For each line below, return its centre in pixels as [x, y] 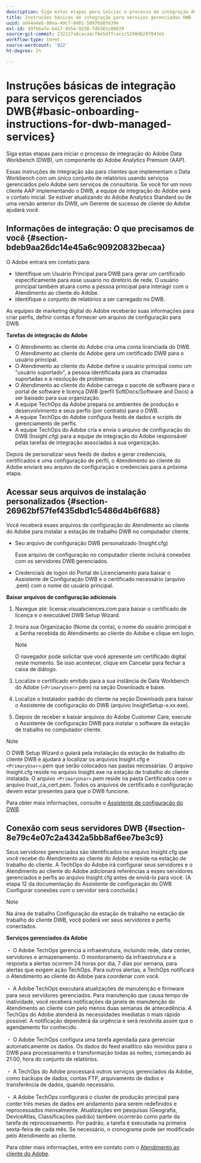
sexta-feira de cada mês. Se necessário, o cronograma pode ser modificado [100, 1129]
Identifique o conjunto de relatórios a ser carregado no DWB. [90, 299]
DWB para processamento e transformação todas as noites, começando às [99, 1053]
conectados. [22, 926]
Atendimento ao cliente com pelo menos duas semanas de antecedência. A [99, 1008]
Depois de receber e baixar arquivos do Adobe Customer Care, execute [103, 717]
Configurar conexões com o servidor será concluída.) [72, 890]
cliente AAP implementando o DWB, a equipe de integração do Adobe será [98, 190]
